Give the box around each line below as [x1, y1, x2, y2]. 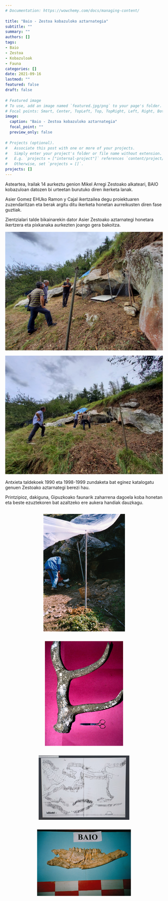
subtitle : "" [5, 24, 32, 29]
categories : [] [5, 66, 37, 71]
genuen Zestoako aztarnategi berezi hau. [5, 484, 90, 491]
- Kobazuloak [5, 56, 32, 61]
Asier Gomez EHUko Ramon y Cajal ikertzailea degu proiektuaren [5, 196, 139, 202]
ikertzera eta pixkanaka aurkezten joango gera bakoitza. [5, 222, 121, 228]
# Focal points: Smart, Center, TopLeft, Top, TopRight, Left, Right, [5, 108, 155, 114]
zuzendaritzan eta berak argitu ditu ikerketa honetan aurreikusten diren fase [5, 201, 162, 208]
